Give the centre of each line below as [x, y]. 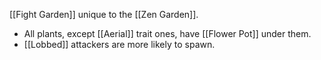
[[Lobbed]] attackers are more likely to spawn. [119, 44]
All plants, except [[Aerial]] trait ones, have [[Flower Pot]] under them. [167, 33]
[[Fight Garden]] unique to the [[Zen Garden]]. [104, 14]
